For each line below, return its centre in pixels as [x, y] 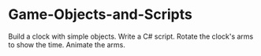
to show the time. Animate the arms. [67, 44]
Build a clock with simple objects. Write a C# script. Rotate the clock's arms [131, 36]
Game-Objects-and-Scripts [101, 15]
